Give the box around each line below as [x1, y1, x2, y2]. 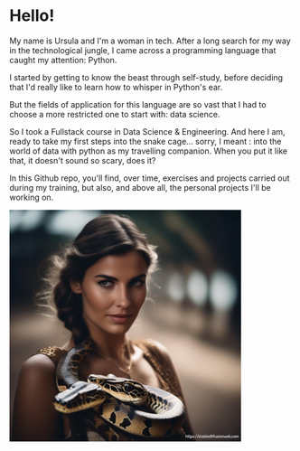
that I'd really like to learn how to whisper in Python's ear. [9, 81, 223, 92]
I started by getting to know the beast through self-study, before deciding [9, 71, 283, 82]
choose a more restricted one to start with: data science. [9, 108, 220, 119]
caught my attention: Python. [9, 54, 117, 65]
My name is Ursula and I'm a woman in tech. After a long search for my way [9, 35, 291, 46]
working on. [9, 192, 54, 202]
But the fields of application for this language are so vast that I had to [9, 99, 267, 109]
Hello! [9, 5, 55, 26]
